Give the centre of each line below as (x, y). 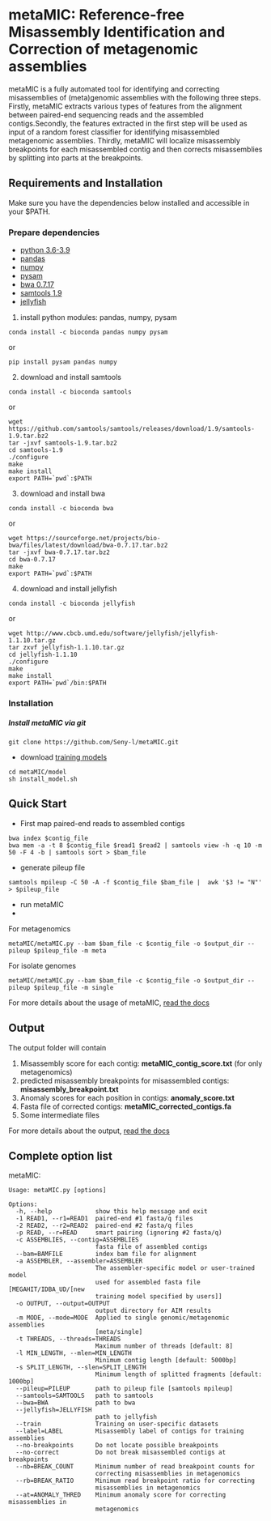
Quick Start (38, 804)
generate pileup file (53, 867)
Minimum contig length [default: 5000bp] (166, 1361)
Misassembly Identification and (117, 32)
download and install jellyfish (68, 589)
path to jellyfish (126, 1417)
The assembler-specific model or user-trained (175, 1268)
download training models (64, 757)
